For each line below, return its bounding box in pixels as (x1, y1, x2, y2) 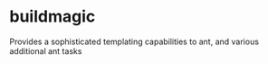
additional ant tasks (9, 45, 82, 56)
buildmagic (9, 6, 96, 27)
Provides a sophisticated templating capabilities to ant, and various (9, 36, 260, 47)
